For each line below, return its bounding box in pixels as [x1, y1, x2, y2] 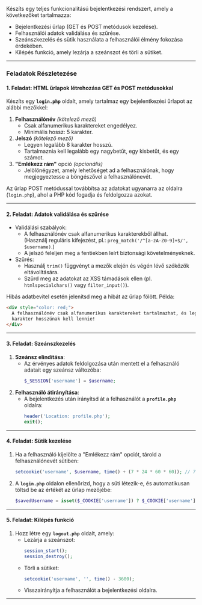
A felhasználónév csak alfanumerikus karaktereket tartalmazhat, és [11, 310, 187, 316]
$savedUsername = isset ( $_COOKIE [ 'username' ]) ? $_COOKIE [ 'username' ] [14, 497, 196, 504]
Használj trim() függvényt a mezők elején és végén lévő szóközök [23, 262, 189, 269]
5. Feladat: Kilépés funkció [6, 517, 74, 524]
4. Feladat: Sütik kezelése [6, 437, 72, 444]
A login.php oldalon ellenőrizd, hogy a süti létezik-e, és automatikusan [14, 479, 190, 487]
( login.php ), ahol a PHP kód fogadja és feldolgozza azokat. [6, 191, 153, 198]
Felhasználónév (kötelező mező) [14, 115, 97, 123]
